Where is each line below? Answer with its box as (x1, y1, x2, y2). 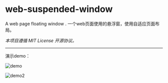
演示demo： (5, 52, 30, 58)
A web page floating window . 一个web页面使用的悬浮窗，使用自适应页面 (5, 20, 155, 26)
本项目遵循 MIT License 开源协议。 (5, 37, 77, 43)
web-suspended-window (5, 3, 113, 15)
